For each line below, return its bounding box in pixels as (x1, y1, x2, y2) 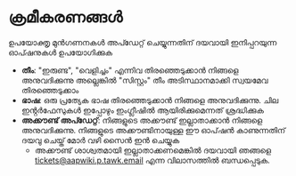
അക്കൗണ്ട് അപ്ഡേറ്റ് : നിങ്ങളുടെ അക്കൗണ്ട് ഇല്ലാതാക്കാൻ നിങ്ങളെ (21, 115, 263, 125)
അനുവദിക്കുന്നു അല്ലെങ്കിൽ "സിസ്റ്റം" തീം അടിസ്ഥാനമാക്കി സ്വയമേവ (21, 75, 268, 85)
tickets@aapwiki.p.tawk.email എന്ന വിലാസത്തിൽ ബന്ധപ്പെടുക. (34, 155, 271, 165)
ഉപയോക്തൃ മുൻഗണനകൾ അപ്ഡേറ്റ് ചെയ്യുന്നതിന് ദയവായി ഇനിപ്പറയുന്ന (8, 36, 277, 47)
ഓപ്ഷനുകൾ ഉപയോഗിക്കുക (8, 47, 113, 58)
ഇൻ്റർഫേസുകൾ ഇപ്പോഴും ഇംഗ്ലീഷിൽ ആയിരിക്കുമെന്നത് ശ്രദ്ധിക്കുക (21, 105, 265, 116)
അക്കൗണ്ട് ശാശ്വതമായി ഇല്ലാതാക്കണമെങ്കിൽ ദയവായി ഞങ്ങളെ (34, 145, 272, 156)
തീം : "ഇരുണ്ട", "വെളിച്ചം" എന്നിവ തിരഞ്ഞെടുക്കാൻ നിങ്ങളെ (21, 65, 239, 76)
